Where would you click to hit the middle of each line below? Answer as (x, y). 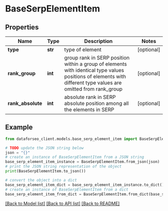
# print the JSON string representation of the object (63, 166)
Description (98, 41)
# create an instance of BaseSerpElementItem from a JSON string (74, 157)
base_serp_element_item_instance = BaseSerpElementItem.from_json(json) (82, 162)
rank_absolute (25, 103)
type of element (83, 49)
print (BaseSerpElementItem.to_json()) (45, 171)
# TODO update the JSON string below (44, 148)
